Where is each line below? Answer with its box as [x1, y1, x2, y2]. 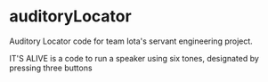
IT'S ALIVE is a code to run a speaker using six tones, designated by [9, 53, 260, 63]
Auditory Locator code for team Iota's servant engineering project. [9, 36, 254, 46]
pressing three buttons [9, 62, 93, 73]
